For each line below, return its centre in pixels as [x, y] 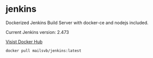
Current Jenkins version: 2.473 [37, 32]
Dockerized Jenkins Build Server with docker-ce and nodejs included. [77, 23]
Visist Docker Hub [24, 42]
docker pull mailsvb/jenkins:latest [43, 51]
